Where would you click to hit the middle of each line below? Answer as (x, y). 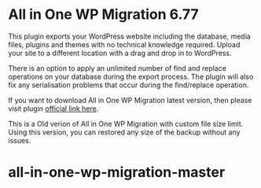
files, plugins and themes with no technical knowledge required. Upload (124, 44)
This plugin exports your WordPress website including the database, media (130, 36)
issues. (20, 140)
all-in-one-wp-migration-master (117, 173)
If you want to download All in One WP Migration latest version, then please (130, 100)
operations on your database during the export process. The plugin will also (131, 76)
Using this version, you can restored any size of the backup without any (124, 132)
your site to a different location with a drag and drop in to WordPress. (120, 53)
